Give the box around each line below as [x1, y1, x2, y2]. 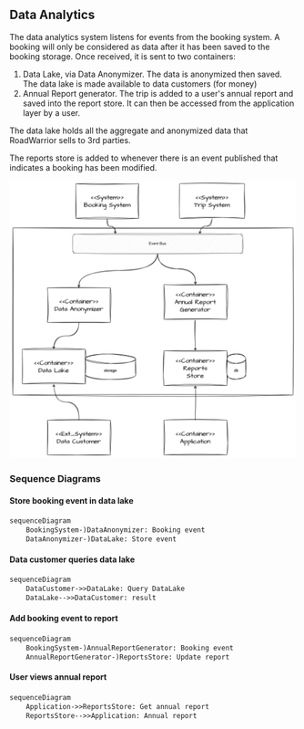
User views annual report [9, 672, 107, 682]
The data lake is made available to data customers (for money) [22, 78, 258, 89]
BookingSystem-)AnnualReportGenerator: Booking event [25, 643, 234, 652]
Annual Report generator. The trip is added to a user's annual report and [22, 88, 294, 99]
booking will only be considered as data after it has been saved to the [9, 41, 270, 52]
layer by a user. [22, 107, 80, 118]
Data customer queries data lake [9, 554, 135, 565]
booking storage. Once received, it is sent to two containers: [9, 50, 237, 62]
